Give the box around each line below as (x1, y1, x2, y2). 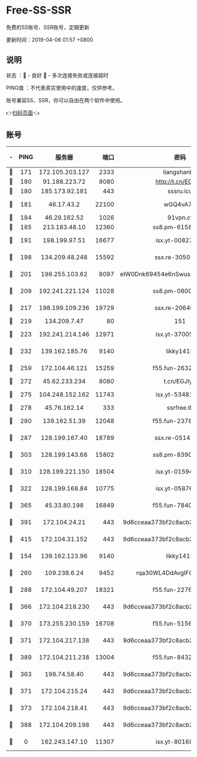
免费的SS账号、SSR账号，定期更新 (6, 23, 90, 31)
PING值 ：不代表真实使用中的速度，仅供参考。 (6, 84, 118, 91)
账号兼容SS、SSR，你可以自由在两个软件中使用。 (6, 96, 125, 103)
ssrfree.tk (167, 403, 193, 412)
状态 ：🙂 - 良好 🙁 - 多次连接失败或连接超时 (6, 72, 108, 79)
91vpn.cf (167, 213, 193, 221)
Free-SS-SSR (6, 4, 72, 17)
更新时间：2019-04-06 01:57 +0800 (6, 36, 94, 43)
